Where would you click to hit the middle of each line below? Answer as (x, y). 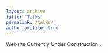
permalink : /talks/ (30, 22)
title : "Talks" (25, 17)
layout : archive (26, 11)
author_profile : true (32, 28)
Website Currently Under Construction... (55, 44)
